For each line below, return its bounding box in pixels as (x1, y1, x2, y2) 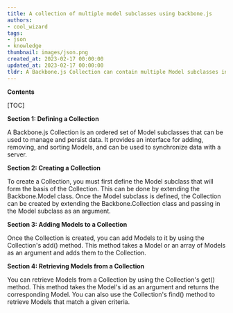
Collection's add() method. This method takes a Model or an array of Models (7, 241, 226, 249)
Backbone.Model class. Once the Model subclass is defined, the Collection (7, 192, 221, 200)
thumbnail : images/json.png (7, 49, 89, 56)
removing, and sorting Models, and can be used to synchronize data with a (7, 143, 221, 151)
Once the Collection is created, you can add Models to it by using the (7, 234, 205, 242)
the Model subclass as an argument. (7, 207, 111, 215)
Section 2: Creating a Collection (7, 163, 101, 172)
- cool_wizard (7, 23, 49, 30)
